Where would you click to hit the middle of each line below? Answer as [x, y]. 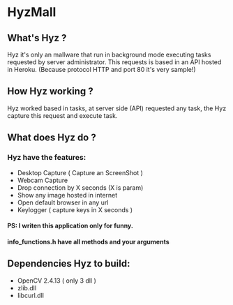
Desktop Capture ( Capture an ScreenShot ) [80, 172]
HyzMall [32, 12]
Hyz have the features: [47, 158]
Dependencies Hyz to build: [69, 263]
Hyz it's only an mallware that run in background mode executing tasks [109, 54]
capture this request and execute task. [62, 115]
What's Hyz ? [37, 38]
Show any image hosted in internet [67, 195]
